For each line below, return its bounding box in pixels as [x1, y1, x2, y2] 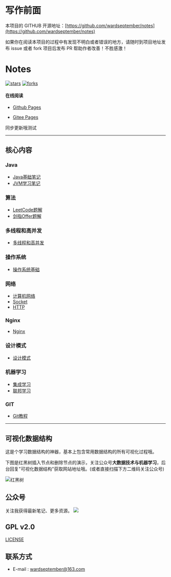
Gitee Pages [12, 114, 39, 121]
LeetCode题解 [12, 207, 42, 213]
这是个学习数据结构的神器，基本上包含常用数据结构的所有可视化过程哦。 [5, 448, 157, 454]
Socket [12, 298, 28, 304]
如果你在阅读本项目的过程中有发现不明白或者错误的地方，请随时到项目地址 [5, 39, 161, 45]
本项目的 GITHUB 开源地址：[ [5, 22, 67, 29]
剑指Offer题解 [12, 213, 42, 220]
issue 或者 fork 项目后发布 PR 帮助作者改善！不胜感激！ [11, 45, 127, 51]
